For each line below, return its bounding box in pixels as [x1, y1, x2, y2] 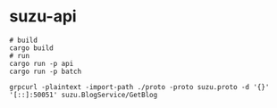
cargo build [9, 43, 54, 53]
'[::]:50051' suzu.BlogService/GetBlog [9, 90, 158, 99]
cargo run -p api [9, 59, 74, 68]
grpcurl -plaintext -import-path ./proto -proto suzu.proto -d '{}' [9, 82, 270, 91]
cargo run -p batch [9, 67, 82, 76]
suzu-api [9, 6, 78, 27]
